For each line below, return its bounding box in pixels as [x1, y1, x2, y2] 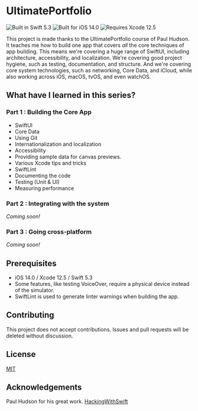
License [6, 349, 36, 359]
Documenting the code [14, 172, 71, 179]
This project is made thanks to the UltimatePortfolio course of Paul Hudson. [6, 35, 190, 42]
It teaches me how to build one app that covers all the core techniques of [6, 42, 184, 49]
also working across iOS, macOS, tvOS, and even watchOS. [6, 73, 151, 80]
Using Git [14, 134, 38, 141]
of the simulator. [14, 286, 55, 294]
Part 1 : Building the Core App [6, 108, 92, 116]
